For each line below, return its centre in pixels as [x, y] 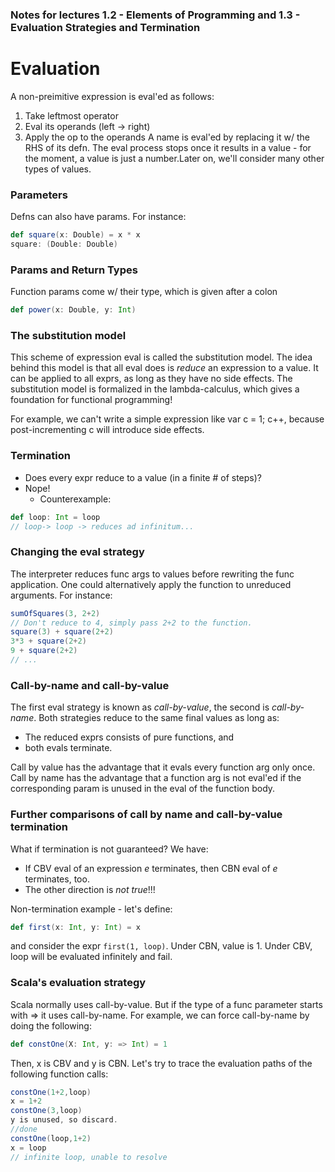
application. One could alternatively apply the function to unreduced [151, 584]
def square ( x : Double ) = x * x [75, 235]
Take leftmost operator [71, 115]
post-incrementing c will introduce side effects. [107, 430]
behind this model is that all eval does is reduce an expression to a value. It [164, 368]
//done [24, 1129]
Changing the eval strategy [77, 552]
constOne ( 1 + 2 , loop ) [51, 1092]
